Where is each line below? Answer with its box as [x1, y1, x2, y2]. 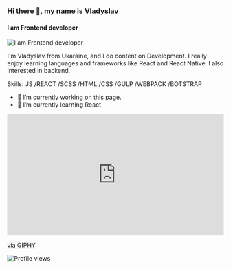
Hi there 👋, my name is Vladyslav [7, 6, 119, 16]
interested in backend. [7, 67, 71, 75]
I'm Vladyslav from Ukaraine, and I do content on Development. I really [7, 52, 208, 61]
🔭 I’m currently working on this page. [16, 93, 122, 102]
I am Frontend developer [7, 23, 78, 32]
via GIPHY [7, 241, 36, 250]
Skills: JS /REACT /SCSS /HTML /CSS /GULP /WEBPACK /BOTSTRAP [7, 80, 203, 88]
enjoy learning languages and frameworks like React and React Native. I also [7, 59, 224, 67]
